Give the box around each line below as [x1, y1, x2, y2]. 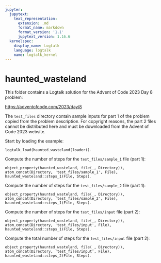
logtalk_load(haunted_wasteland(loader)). [5, 148, 92, 153]
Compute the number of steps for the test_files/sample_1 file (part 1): [5, 156, 146, 162]
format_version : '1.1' [17, 30, 64, 35]
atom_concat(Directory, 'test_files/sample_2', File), [5, 196, 118, 201]
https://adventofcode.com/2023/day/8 [5, 104, 82, 110]
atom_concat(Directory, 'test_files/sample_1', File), [5, 170, 118, 175]
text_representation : [14, 16, 57, 21]
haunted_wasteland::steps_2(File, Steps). [5, 253, 92, 258]
